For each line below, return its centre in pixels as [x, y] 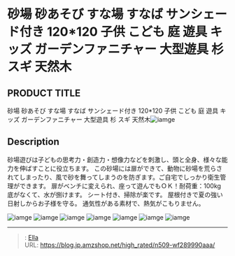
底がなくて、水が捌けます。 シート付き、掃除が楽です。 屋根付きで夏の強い [115, 194]
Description [33, 142]
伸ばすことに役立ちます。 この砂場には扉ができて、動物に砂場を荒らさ [121, 168]
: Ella [31, 237]
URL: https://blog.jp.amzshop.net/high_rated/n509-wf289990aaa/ [120, 245]
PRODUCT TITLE [44, 93]
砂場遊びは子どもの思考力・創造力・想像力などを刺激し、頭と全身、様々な [114, 159]
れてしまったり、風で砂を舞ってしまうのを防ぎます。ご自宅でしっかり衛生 [114, 177]
